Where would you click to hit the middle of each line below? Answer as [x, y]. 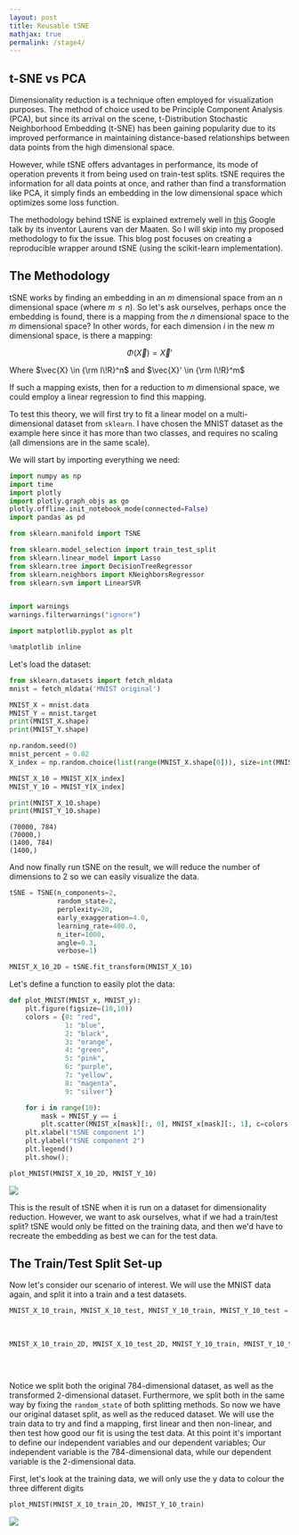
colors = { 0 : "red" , [63, 1017]
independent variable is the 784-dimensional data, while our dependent [140, 1452]
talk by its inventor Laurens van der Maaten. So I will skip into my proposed [147, 229]
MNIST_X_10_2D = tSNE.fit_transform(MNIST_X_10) [101, 967]
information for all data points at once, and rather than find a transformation [148, 184]
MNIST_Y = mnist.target [53, 713]
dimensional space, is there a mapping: [81, 335]
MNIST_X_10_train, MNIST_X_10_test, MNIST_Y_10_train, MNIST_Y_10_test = [149, 1311]
